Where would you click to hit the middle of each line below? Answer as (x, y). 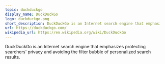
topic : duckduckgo (24, 10)
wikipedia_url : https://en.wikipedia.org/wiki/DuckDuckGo (66, 32)
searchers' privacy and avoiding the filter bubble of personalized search (78, 52)
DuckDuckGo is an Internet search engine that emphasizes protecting (75, 47)
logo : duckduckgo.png (27, 19)
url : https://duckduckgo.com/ (36, 28)
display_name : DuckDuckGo (31, 14)
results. (13, 57)
